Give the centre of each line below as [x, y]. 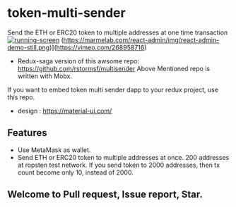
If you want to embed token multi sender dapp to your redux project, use [113, 89]
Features [27, 133]
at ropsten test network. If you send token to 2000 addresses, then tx [119, 165]
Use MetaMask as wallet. [54, 150]
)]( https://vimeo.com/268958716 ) [98, 47]
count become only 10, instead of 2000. [76, 172]
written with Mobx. [45, 76]
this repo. [21, 97]
